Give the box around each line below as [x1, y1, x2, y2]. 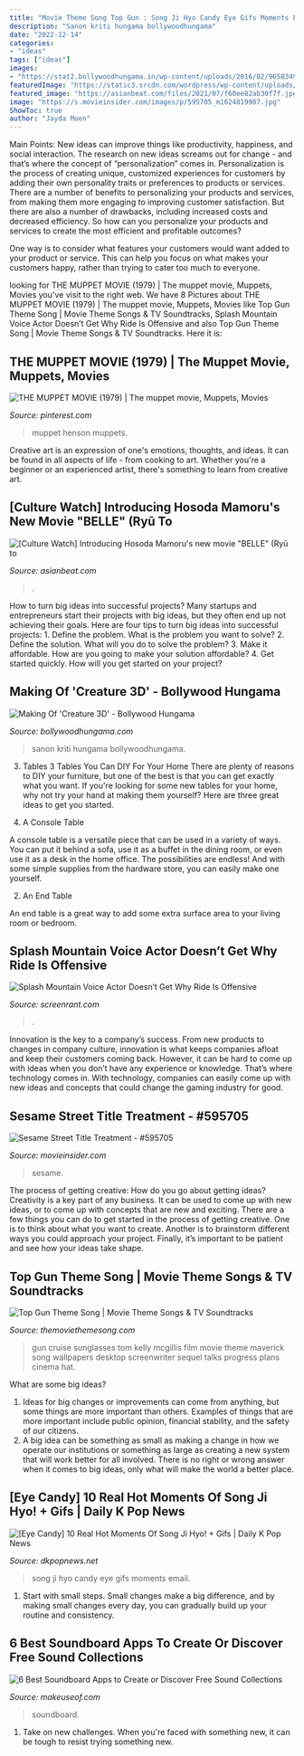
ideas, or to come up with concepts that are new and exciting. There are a [9, 1204, 285, 1215]
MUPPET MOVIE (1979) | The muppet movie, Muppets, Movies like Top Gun [9, 299, 290, 310]
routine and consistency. [22, 1609, 115, 1620]
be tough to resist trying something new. [22, 1736, 174, 1747]
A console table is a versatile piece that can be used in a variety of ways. [9, 834, 281, 845]
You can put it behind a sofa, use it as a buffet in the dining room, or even [9, 843, 283, 855]
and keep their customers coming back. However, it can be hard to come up [9, 1053, 292, 1064]
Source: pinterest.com [9, 409, 92, 421]
